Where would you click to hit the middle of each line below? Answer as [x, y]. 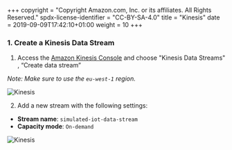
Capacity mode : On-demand [55, 126]
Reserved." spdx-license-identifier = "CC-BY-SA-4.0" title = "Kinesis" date [114, 17]
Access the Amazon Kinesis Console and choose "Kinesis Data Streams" [121, 58]
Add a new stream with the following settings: [82, 106]
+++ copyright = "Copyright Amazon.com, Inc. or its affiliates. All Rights [109, 10]
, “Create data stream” [49, 65]
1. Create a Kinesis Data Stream [61, 42]
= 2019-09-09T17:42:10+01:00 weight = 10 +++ [75, 25]
